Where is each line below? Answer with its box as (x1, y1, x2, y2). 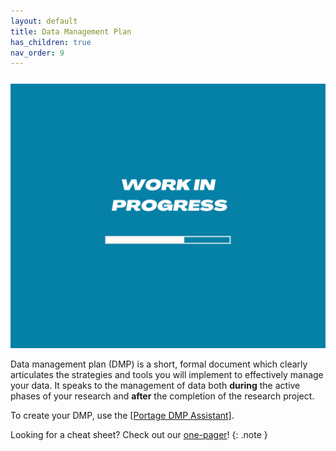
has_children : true (10, 37, 92, 47)
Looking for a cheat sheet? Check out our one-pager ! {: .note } (10, 428, 268, 440)
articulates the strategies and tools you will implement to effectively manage (10, 368, 324, 380)
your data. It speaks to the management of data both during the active (10, 379, 301, 391)
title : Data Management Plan (10, 26, 132, 37)
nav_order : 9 (10, 48, 65, 58)
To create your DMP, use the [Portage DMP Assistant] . (10, 409, 235, 421)
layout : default (10, 16, 78, 26)
